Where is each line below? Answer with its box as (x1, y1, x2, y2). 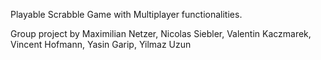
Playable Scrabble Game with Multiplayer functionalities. (10, 9, 243, 20)
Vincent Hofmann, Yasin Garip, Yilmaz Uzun (10, 39, 192, 50)
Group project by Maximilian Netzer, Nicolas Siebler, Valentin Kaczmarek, (10, 28, 312, 39)
